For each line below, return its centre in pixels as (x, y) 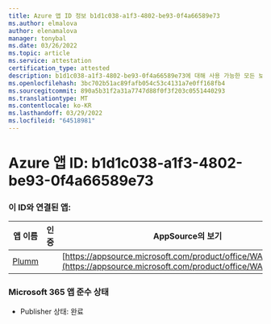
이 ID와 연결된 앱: (40, 207)
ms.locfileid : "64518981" (52, 121)
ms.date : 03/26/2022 (43, 46)
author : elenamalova (43, 31)
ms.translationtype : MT (48, 98)
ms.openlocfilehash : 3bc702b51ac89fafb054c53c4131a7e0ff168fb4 (117, 83)
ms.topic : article (39, 53)
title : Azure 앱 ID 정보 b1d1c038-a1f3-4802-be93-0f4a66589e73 (114, 16)
